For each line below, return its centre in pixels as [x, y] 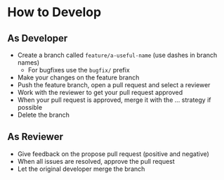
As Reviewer [35, 137]
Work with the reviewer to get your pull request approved [100, 92]
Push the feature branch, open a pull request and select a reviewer [114, 85]
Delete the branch [44, 115]
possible [30, 107]
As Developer [38, 38]
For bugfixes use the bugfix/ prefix [79, 70]
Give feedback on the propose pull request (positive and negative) [113, 154]
